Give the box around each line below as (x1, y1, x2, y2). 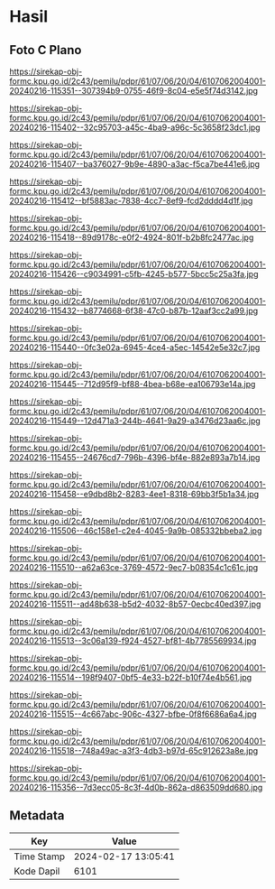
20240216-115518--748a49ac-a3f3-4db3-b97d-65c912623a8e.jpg (9, 745, 259, 755)
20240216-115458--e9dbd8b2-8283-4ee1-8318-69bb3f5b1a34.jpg (9, 489, 260, 499)
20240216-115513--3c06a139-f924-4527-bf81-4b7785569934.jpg (9, 635, 257, 646)
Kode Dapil (14, 865, 60, 877)
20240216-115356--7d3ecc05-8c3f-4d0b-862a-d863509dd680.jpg (9, 783, 263, 792)
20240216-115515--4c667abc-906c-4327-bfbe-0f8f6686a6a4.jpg (9, 708, 257, 719)
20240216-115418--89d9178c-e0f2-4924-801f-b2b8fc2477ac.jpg (9, 232, 254, 243)
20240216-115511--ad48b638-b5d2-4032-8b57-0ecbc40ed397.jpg (9, 598, 261, 609)
